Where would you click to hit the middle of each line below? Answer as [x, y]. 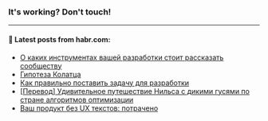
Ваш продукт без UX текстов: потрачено [89, 108]
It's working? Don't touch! [60, 12]
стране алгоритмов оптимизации [77, 100]
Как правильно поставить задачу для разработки [104, 83]
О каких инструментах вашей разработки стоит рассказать [122, 57]
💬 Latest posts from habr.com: [59, 39]
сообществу [41, 65]
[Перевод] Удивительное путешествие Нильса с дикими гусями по [134, 91]
